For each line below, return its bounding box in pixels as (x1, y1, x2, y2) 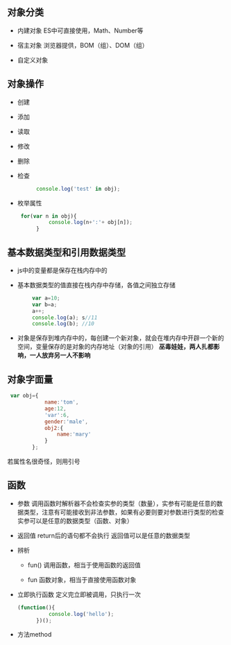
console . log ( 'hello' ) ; (48, 610, 114, 617)
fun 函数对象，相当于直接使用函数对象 (27, 575, 137, 584)
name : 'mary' (56, 431, 92, 438)
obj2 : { (44, 424, 64, 431)
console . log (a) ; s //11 (32, 314, 98, 321)
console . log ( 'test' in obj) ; (35, 185, 121, 192)
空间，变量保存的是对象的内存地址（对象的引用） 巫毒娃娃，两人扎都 (17, 343, 214, 351)
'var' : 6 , (44, 411, 70, 418)
